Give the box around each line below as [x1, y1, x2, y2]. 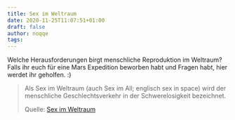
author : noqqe [7, 29, 49, 37]
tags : [7, 36, 23, 44]
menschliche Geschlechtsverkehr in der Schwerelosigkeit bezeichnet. [24, 92, 227, 100]
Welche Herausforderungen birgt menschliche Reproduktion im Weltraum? [7, 55, 222, 64]
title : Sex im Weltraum [7, 10, 77, 18]
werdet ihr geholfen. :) [7, 71, 72, 79]
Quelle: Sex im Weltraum [24, 105, 96, 114]
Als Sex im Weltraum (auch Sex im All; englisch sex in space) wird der [24, 84, 227, 93]
